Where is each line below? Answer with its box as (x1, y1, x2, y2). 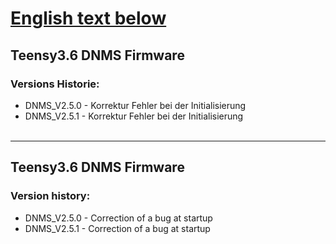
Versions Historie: (10, 77, 100, 91)
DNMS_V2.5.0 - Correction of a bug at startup (24, 212, 213, 224)
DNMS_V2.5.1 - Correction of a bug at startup (24, 222, 211, 234)
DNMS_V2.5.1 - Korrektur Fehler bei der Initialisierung (24, 110, 244, 122)
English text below (10, 7, 167, 30)
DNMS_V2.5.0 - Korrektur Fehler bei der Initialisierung (24, 99, 247, 111)
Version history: (10, 189, 91, 203)
